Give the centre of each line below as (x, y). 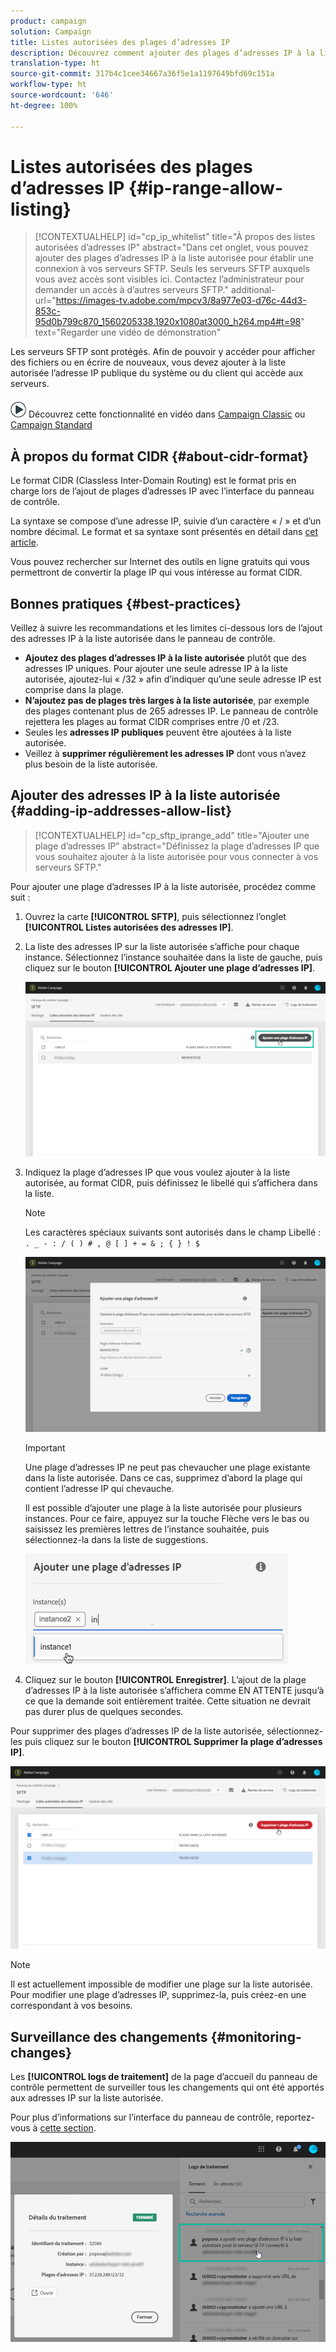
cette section (66, 2128)
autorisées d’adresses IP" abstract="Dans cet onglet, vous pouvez (171, 247)
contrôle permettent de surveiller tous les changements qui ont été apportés (167, 2087)
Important (45, 1447)
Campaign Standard (51, 425)
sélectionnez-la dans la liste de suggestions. (116, 1539)
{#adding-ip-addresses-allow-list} (121, 811)
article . (24, 542)
